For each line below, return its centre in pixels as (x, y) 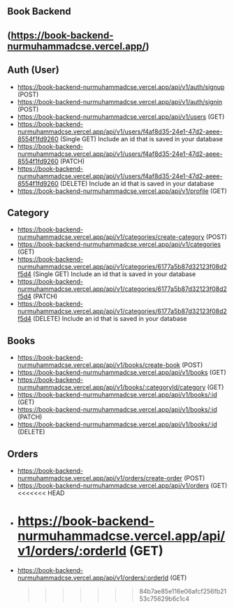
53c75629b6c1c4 (164, 599)
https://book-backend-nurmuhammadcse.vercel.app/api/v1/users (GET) (121, 116)
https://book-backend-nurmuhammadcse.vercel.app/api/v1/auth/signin (120, 101)
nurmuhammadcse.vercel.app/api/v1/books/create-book (98, 365)
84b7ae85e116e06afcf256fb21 (183, 591)
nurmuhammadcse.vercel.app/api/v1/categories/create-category (111, 237)
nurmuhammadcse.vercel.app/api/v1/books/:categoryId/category (111, 387)
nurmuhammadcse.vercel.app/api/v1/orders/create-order (100, 478)
